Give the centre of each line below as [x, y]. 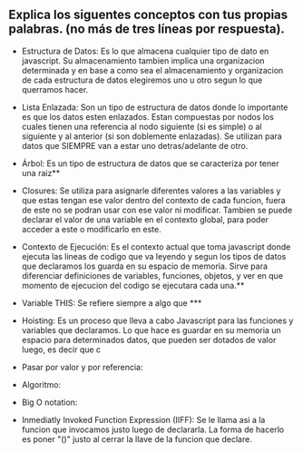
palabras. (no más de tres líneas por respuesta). [147, 30]
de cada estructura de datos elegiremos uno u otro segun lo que [142, 80]
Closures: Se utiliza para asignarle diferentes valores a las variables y [151, 191]
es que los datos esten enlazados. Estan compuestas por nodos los [147, 116]
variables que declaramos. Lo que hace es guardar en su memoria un [151, 330]
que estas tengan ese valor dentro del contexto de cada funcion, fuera [154, 200]
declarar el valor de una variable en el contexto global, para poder [145, 219]
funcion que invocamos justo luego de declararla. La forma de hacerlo [153, 429]
